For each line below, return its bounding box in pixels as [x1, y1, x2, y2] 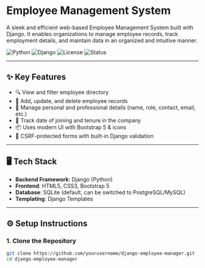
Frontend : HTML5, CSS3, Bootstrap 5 [15, 182, 110, 189]
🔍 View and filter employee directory [15, 88, 109, 96]
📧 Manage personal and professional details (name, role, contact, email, [15, 104, 196, 111]
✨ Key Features [6, 72, 66, 82]
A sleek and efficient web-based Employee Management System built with [6, 24, 194, 31]
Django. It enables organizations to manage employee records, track [6, 30, 178, 37]
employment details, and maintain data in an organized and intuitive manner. [6, 37, 198, 44]
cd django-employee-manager [6, 256, 78, 263]
